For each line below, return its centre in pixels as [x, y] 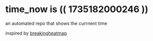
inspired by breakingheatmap [36, 33]
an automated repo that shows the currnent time [56, 23]
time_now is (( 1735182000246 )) [77, 9]
